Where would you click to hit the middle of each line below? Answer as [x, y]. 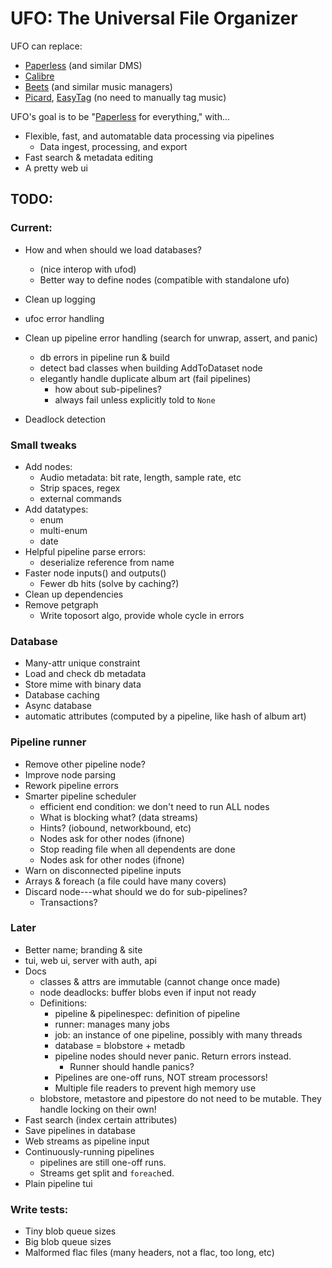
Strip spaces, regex [80, 488]
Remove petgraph [61, 604]
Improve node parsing [70, 774]
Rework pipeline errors [71, 785]
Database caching [62, 695]
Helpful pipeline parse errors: [85, 551]
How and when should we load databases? [113, 249]
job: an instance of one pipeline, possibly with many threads [178, 1034]
